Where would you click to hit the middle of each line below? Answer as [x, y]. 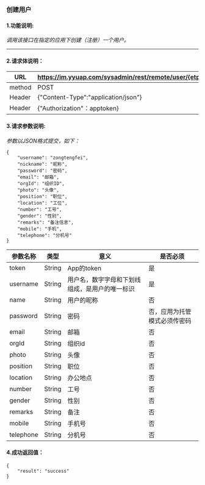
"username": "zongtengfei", [53, 158]
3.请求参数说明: [26, 126]
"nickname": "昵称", [42, 164]
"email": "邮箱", [38, 177]
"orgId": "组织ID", [41, 183]
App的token [85, 268]
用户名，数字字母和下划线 [104, 280]
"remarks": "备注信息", [46, 222]
